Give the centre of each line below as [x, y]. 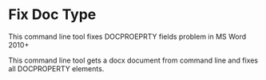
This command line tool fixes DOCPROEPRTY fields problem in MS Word [127, 36]
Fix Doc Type [52, 15]
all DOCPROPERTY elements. [56, 68]
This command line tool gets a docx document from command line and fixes [133, 60]
